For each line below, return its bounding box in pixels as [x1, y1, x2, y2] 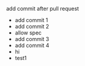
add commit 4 [14, 42, 50, 49]
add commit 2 [14, 23, 50, 30]
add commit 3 [14, 36, 50, 42]
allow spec [14, 29, 42, 36]
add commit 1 [14, 17, 48, 23]
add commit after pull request [6, 5, 79, 12]
